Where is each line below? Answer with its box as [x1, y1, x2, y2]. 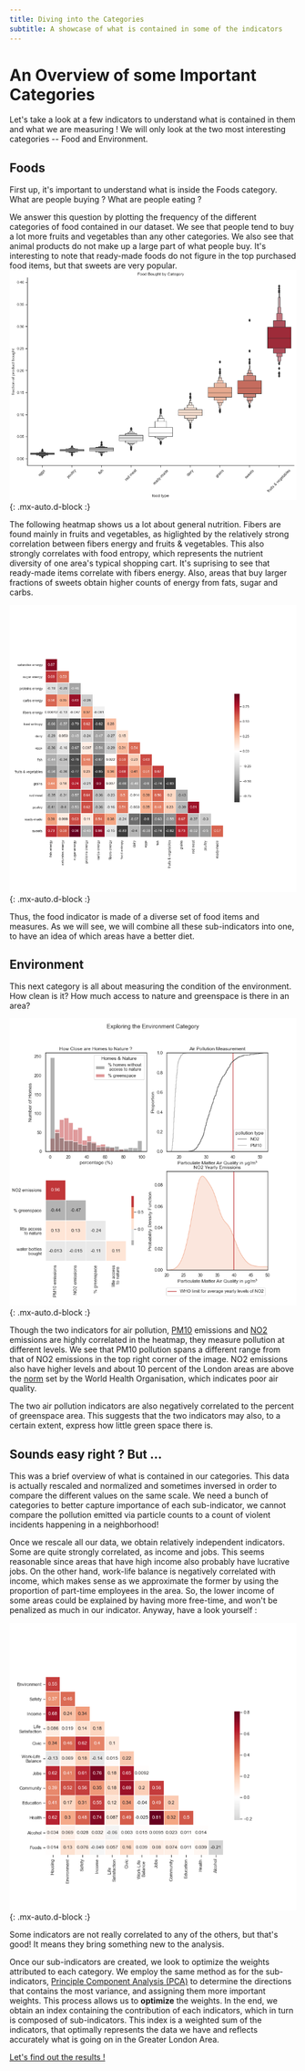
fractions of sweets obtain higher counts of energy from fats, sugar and [9, 577, 279, 588]
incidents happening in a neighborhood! [9, 1519, 159, 1530]
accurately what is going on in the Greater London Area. [9, 2035, 220, 2045]
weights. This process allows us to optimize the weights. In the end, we [9, 1995, 278, 2006]
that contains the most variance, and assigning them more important [9, 1985, 266, 1997]
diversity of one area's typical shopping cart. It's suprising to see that [9, 557, 270, 568]
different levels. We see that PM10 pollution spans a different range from [9, 1344, 280, 1355]
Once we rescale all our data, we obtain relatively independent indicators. [9, 1537, 285, 1548]
